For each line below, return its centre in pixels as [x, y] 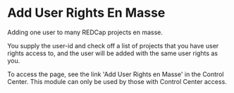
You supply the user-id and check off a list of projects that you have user [113, 45]
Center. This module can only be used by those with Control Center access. [117, 81]
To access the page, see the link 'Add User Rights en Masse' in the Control [116, 74]
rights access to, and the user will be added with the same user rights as [113, 53]
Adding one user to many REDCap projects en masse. [85, 32]
